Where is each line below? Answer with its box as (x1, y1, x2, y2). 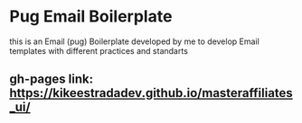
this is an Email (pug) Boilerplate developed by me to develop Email (9, 36, 260, 47)
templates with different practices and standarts (9, 45, 188, 56)
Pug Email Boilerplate (9, 6, 173, 27)
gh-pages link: (9, 72, 93, 87)
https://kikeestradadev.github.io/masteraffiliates (9, 85, 294, 101)
